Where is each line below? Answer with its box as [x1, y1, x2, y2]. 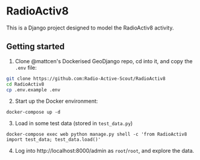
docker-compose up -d [6, 109, 61, 115]
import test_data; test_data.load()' [6, 137, 101, 143]
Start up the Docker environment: [14, 97, 98, 105]
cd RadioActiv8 [6, 81, 45, 87]
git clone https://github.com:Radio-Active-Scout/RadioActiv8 [6, 75, 166, 82]
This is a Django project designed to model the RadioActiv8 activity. [6, 24, 174, 31]
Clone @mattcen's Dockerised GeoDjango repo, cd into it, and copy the [14, 57, 193, 64]
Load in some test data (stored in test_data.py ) [14, 120, 133, 127]
